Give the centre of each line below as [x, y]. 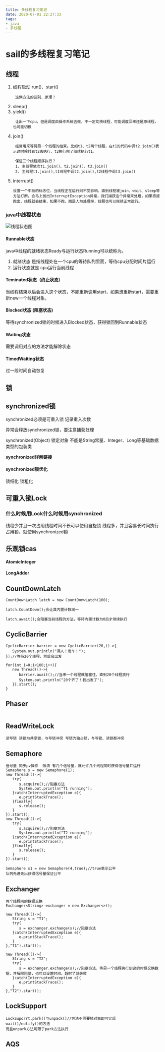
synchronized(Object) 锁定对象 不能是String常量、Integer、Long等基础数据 [82, 440]
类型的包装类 [19, 446]
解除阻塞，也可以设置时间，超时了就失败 [52, 973]
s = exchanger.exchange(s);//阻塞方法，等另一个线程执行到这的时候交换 [87, 968]
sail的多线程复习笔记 [48, 54]
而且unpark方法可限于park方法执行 [37, 1029]
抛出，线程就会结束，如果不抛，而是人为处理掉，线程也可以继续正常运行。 [77, 201]
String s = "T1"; [30, 919]
